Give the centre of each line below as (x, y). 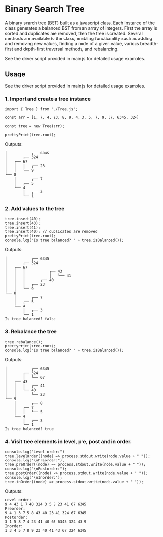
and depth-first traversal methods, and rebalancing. (66, 49)
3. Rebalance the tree (31, 332)
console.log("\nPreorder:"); (35, 460)
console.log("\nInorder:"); (34, 477)
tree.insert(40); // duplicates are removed (51, 232)
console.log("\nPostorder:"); (36, 469)
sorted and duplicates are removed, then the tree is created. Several (74, 33)
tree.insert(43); (23, 223)
